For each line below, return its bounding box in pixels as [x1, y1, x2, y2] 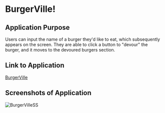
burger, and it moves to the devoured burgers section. [5, 47, 115, 53]
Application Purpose [5, 23, 70, 32]
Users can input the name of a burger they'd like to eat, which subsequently [5, 36, 160, 42]
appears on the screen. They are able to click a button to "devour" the [5, 42, 148, 48]
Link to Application [5, 61, 64, 70]
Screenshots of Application [5, 89, 92, 97]
